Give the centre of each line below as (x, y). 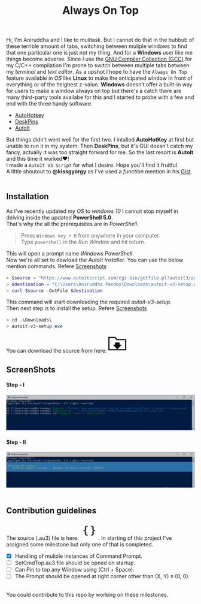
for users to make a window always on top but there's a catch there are (94, 91)
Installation (28, 196)
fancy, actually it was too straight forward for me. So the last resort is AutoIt (100, 152)
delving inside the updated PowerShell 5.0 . (60, 217)
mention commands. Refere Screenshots (56, 266)
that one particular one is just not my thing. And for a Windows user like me (100, 52)
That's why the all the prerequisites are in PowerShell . (72, 224)
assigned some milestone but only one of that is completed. (80, 544)
